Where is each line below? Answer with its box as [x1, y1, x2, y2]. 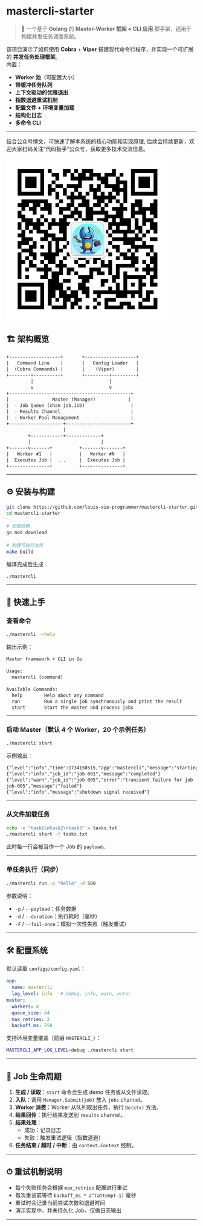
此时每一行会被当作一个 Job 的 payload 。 [6, 843, 108, 850]
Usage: [6, 668, 23, 674]
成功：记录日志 [24, 1127, 62, 1134]
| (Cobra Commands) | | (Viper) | [6, 366, 139, 372]
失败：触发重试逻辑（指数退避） [24, 1134, 104, 1141]
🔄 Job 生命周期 [6, 1071, 62, 1082]
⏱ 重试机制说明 [6, 1167, 62, 1177]
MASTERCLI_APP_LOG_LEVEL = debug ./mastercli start [6, 1047, 134, 1053]
